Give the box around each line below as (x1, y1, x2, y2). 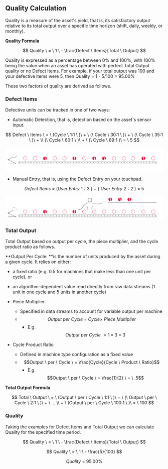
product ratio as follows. (5, 244, 55, 250)
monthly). (5, 28, 25, 34)
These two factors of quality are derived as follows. (5, 83, 112, 89)
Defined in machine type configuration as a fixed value (20, 351, 133, 358)
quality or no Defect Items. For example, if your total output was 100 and (5, 68, 154, 74)
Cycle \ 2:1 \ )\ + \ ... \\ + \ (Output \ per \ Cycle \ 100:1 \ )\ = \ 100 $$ (14, 400, 154, 406)
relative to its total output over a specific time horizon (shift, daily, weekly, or (5, 23, 163, 29)
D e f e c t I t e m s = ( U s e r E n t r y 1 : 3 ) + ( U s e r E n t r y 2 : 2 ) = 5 (24, 185, 144, 191)
